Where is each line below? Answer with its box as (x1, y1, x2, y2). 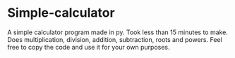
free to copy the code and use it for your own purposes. (7, 43, 171, 51)
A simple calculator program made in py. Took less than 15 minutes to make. (7, 28, 228, 36)
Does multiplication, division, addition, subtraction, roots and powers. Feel (7, 35, 222, 43)
